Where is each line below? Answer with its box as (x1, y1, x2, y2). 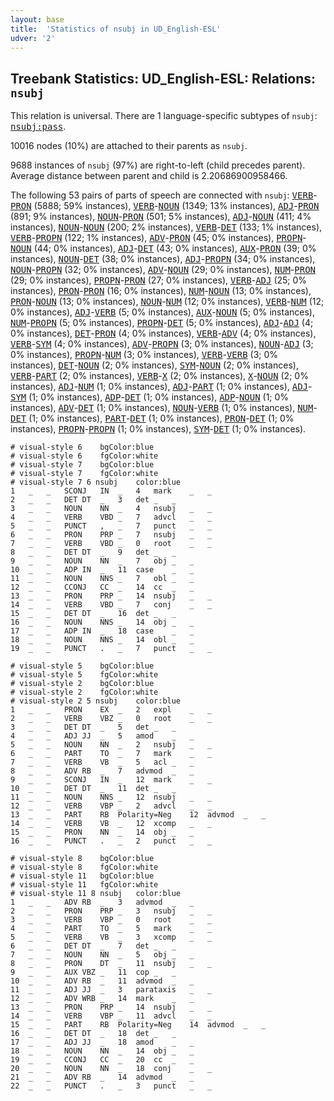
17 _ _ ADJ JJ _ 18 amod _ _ (10, 1037, 195, 1048)
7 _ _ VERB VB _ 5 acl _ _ (10, 757, 195, 768)
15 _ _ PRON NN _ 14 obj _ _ (10, 827, 195, 838)
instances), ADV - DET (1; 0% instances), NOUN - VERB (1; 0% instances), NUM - (10, 402, 318, 414)
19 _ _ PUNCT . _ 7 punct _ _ (10, 644, 213, 654)
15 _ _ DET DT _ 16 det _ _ (10, 609, 177, 619)
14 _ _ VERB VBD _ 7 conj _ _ (10, 600, 213, 610)
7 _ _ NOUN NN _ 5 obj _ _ (10, 950, 195, 960)
